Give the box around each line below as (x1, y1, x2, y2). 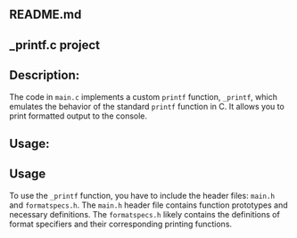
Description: (9, 68, 80, 83)
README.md (9, 7, 82, 22)
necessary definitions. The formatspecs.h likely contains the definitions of (9, 209, 281, 219)
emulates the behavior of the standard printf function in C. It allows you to (9, 101, 285, 111)
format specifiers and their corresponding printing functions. (9, 218, 233, 229)
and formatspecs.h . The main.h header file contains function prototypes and (9, 200, 288, 210)
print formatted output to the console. (9, 111, 148, 121)
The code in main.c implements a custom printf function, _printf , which (9, 91, 278, 102)
